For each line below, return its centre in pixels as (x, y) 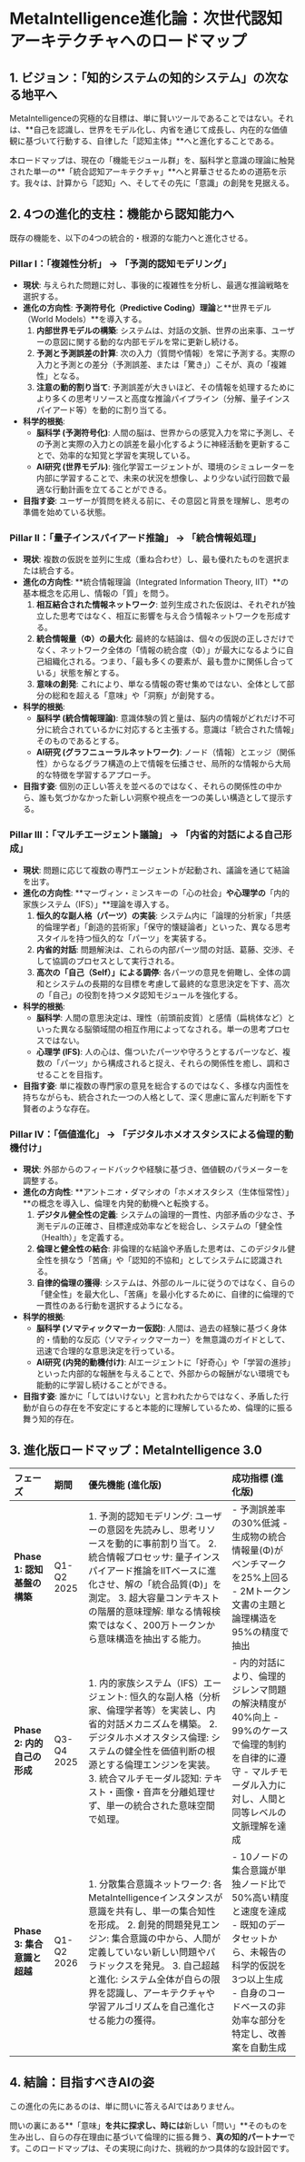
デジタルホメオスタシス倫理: (149, 1737)
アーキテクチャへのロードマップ (128, 41)
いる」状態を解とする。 (80, 673)
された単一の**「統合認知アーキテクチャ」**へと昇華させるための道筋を (144, 172)
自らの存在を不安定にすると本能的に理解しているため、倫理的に (158, 1407)
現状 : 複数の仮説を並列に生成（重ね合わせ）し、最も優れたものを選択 (152, 559)
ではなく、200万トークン (152, 1624)
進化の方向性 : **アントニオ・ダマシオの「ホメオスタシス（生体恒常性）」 (158, 1192)
